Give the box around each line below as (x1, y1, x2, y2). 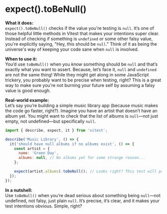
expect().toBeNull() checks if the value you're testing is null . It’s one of (5, 25, 154, 31)
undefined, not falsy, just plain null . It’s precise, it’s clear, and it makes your (5, 198, 160, 204)
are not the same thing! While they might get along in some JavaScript (5, 71, 149, 77)
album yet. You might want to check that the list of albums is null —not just (5, 113, 158, 119)
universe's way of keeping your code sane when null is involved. (5, 46, 139, 52)
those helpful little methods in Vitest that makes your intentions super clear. (5, 30, 160, 36)
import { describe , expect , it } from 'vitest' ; (5, 128, 108, 133)
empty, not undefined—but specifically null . (5, 118, 96, 124)
